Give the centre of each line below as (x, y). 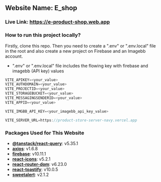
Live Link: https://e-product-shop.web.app (58, 22)
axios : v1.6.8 (25, 148)
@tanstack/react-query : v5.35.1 (45, 143)
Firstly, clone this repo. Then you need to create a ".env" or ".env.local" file (80, 45)
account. (14, 56)
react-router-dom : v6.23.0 (40, 164)
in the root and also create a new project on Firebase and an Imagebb (75, 51)
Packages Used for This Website (45, 133)
